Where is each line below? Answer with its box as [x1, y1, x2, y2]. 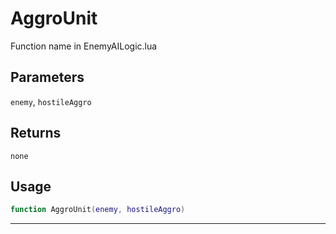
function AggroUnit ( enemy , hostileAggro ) [10, 205, 186, 215]
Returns [10, 125, 62, 142]
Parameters [10, 69, 85, 86]
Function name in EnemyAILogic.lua [10, 40, 158, 52]
